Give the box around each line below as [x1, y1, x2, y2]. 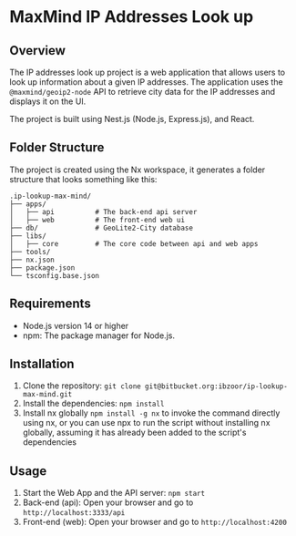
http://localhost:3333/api [22, 509, 126, 518]
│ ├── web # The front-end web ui [9, 215, 185, 224]
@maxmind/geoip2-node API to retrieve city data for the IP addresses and [9, 87, 276, 97]
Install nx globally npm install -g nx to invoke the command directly [22, 407, 281, 418]
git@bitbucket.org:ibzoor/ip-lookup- [144, 382, 289, 391]
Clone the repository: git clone [22, 380, 141, 391]
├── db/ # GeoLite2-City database [9, 223, 194, 232]
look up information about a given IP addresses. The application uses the [9, 77, 284, 88]
